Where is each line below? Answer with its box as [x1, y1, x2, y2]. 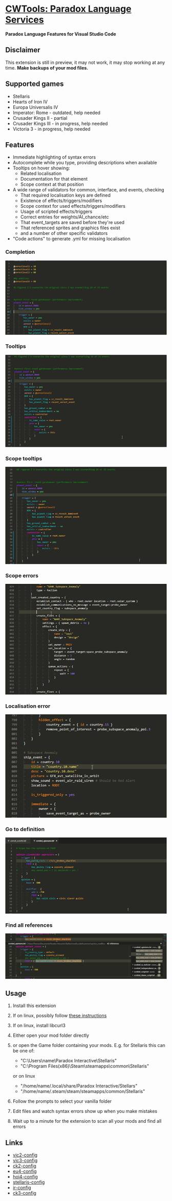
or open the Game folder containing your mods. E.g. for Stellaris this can [12, 1042, 165, 1049]
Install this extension [12, 1002, 56, 1009]
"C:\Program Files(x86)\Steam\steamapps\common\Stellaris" [20, 1063, 149, 1069]
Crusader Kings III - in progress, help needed [12, 120, 108, 126]
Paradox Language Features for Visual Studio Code [5, 31, 116, 37]
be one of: [12, 1047, 35, 1054]
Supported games [5, 80, 64, 89]
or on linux [12, 1073, 35, 1079]
